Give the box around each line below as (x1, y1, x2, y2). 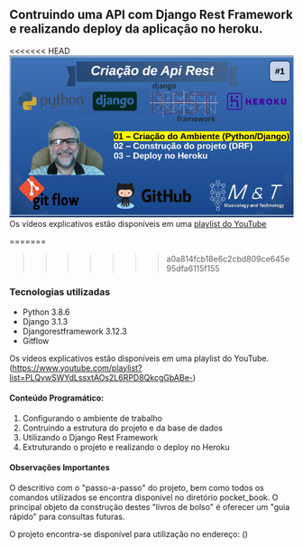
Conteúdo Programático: (9, 392, 105, 403)
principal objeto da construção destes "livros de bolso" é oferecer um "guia (9, 501, 290, 512)
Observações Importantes (9, 462, 110, 473)
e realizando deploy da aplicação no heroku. (9, 22, 263, 37)
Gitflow (22, 335, 50, 346)
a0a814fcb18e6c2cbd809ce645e (166, 253, 290, 265)
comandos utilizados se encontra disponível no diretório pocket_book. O (9, 492, 279, 503)
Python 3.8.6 (22, 307, 70, 317)
